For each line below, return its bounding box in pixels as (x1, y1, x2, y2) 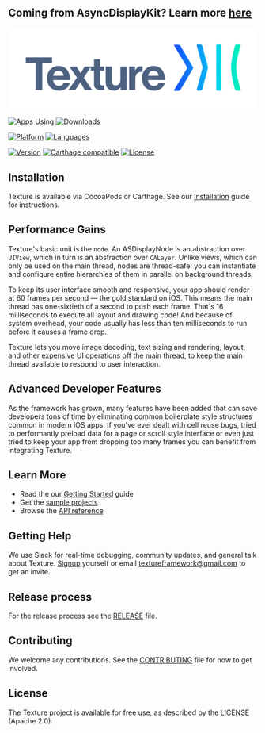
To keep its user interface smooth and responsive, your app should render (8, 285, 250, 294)
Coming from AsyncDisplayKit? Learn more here (8, 6, 252, 20)
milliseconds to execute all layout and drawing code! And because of (8, 309, 233, 320)
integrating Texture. (8, 445, 73, 455)
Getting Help (8, 529, 72, 543)
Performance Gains (8, 223, 107, 236)
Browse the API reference (19, 506, 104, 516)
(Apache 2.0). (8, 716, 53, 725)
